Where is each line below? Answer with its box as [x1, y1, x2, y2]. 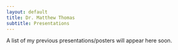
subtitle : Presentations [6, 20, 70, 26]
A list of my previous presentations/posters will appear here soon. [6, 37, 172, 45]
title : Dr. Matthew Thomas [6, 15, 75, 21]
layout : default [6, 9, 48, 15]
